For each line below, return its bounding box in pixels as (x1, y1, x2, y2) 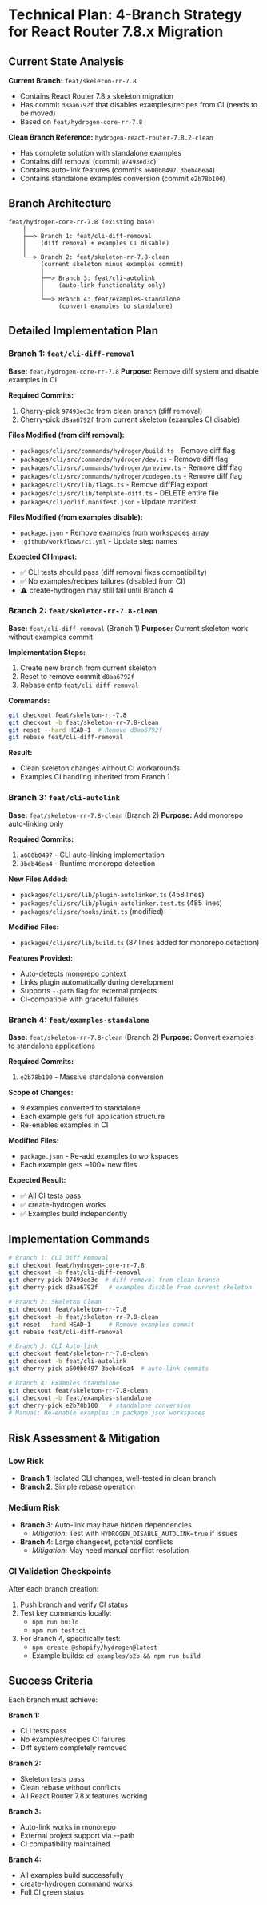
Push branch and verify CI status (19, 1600, 129, 1609)
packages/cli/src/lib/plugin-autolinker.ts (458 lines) (19, 889, 205, 899)
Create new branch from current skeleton (19, 663, 157, 673)
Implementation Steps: (8, 647, 86, 657)
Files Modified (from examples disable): (8, 512, 143, 522)
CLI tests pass (19, 1726, 67, 1736)
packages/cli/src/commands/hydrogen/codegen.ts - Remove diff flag (19, 471, 243, 480)
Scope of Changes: (8, 1087, 74, 1097)
